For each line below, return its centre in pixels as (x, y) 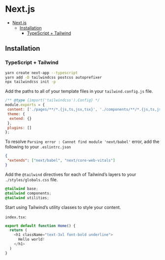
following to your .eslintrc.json (38, 147)
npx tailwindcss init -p (30, 82)
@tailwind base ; (22, 188)
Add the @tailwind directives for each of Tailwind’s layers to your (71, 174)
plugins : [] (19, 128)
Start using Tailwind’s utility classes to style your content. (63, 207)
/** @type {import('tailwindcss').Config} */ (52, 100)
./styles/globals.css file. (31, 179)
